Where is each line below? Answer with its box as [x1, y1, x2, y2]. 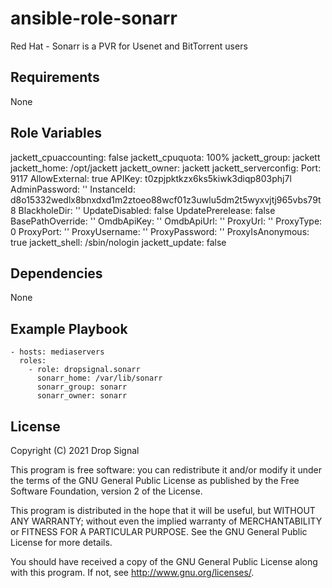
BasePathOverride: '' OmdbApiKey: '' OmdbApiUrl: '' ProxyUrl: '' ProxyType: [10, 215, 323, 227]
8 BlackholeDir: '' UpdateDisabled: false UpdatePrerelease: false [10, 204, 276, 216]
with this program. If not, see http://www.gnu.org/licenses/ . [10, 567, 255, 578]
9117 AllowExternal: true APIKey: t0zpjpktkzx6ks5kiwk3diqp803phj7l [10, 172, 292, 184]
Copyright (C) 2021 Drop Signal [10, 445, 140, 456]
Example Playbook [10, 320, 128, 337]
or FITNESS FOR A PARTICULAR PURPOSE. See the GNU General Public [10, 526, 308, 537]
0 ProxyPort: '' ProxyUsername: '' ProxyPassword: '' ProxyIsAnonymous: [10, 225, 310, 237]
